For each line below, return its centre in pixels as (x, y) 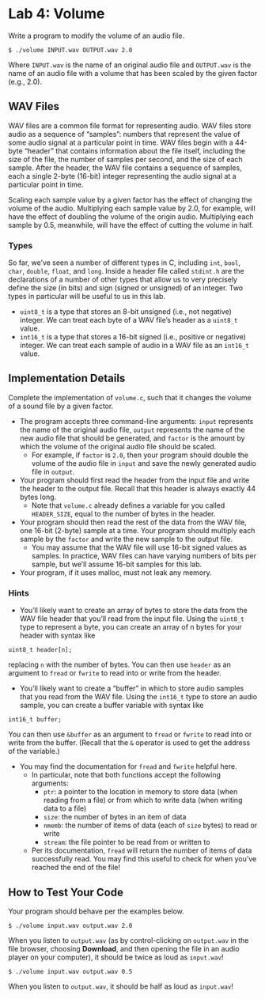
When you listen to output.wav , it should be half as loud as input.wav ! (121, 986)
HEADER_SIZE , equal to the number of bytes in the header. (123, 513)
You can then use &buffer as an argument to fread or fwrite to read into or (130, 734)
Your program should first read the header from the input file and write (134, 480)
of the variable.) (34, 751)
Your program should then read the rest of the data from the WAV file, (133, 522)
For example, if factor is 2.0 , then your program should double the (140, 455)
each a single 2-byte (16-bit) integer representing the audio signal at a (122, 176)
